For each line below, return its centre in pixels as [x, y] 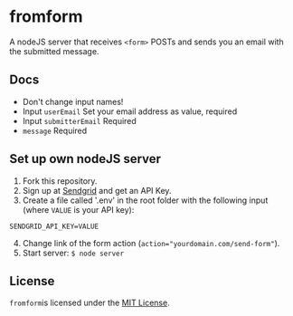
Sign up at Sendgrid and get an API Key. [97, 190]
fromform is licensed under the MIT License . [90, 303]
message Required [55, 130]
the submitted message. [54, 51]
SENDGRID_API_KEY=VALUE [54, 226]
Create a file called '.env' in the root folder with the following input [145, 200]
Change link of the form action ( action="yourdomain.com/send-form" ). [151, 243]
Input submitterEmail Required [80, 120]
